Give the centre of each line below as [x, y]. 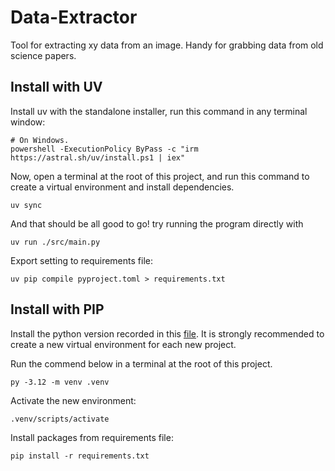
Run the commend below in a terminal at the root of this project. [141, 363]
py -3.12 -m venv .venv [60, 382]
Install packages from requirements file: [92, 437]
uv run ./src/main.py [55, 242]
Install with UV [56, 87]
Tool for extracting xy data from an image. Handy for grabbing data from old [167, 45]
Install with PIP [57, 309]
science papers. [43, 55]
